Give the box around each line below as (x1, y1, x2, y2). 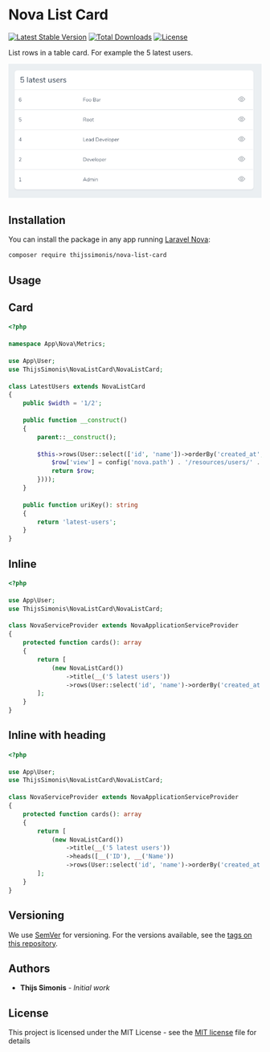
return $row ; (51, 467, 95, 475)
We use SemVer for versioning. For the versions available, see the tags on (8, 930, 252, 940)
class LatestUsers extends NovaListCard (8, 382, 146, 390)
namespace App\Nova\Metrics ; (8, 340, 106, 349)
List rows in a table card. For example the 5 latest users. (8, 47, 194, 57)
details (8, 1036, 31, 1046)
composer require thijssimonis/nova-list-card (8, 251, 167, 259)
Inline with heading (8, 728, 106, 742)
